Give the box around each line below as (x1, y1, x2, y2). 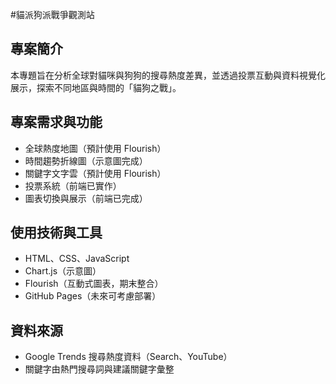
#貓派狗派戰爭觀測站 (10, 9, 95, 20)
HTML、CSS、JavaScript (24, 253, 130, 265)
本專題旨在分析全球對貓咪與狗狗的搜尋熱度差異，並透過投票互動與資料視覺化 (10, 69, 326, 81)
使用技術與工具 (10, 224, 103, 242)
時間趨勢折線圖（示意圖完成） (24, 154, 148, 167)
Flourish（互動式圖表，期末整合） (24, 278, 164, 290)
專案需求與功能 (10, 114, 103, 131)
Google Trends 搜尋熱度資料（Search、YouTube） (24, 351, 233, 363)
